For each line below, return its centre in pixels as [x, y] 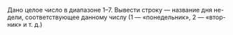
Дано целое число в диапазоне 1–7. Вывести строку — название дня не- [115, 10]
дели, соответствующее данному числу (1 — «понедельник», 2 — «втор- [116, 17]
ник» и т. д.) [25, 24]
